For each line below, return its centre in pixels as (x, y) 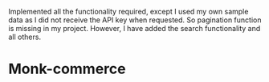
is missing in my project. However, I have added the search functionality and (134, 28)
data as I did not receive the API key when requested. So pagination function (135, 20)
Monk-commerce (67, 69)
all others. (25, 37)
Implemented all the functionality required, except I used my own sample (128, 12)
